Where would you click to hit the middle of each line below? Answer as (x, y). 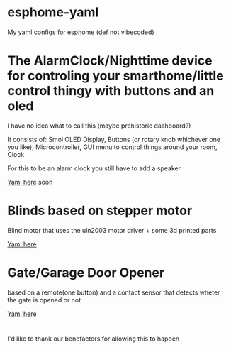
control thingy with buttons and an (111, 91)
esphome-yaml (53, 12)
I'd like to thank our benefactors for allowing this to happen (94, 339)
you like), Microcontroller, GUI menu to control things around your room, (112, 147)
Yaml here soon (30, 182)
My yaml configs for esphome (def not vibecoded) (81, 32)
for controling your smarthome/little (116, 76)
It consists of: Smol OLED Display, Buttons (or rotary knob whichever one (114, 139)
